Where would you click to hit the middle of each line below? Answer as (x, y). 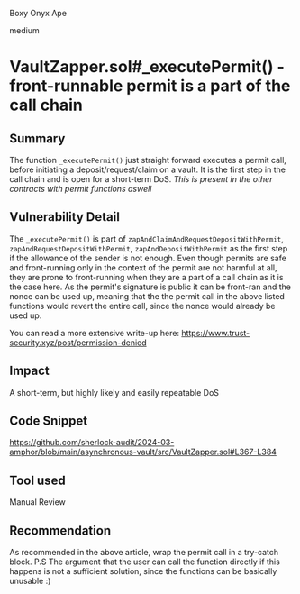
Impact (29, 371)
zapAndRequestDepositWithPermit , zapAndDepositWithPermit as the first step (149, 248)
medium (24, 30)
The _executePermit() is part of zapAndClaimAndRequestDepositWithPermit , (146, 239)
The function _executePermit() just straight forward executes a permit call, (148, 160)
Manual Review (37, 502)
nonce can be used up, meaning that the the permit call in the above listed (147, 296)
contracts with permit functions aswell (81, 189)
